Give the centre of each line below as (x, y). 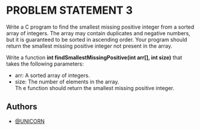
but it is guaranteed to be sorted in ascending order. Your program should (97, 39)
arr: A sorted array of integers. (52, 75)
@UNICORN (30, 121)
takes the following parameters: (45, 64)
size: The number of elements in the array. (67, 82)
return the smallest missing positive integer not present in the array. (89, 46)
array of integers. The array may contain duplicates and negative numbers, (98, 33)
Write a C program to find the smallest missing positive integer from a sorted (100, 27)
